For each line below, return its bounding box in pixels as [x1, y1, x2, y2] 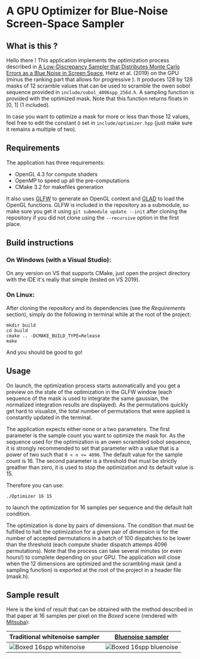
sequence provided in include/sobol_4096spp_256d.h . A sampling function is [6, 89, 195, 95]
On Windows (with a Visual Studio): [6, 256, 112, 264]
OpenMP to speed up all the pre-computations [14, 177, 130, 184]
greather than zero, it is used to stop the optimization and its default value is [6, 464, 194, 471]
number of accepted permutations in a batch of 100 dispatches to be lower [6, 534, 191, 541]
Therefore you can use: [6, 482, 64, 489]
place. [6, 220, 22, 227]
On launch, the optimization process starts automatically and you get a [6, 382, 181, 389]
